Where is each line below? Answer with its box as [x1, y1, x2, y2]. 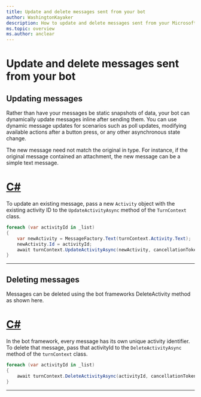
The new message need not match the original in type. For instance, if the [6, 146, 188, 154]
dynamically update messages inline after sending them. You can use [6, 116, 178, 123]
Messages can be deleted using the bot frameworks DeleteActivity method [6, 290, 191, 297]
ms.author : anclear [6, 31, 55, 37]
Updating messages [6, 94, 83, 104]
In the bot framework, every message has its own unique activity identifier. [6, 338, 190, 345]
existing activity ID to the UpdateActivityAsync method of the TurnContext [6, 206, 187, 213]
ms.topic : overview [6, 25, 55, 32]
